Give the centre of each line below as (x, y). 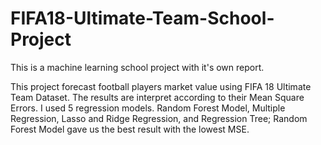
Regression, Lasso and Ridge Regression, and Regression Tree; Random (159, 118)
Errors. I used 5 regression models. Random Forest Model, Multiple (148, 108)
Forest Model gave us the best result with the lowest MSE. (130, 129)
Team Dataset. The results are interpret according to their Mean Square (157, 97)
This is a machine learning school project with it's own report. (137, 67)
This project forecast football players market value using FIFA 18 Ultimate (161, 86)
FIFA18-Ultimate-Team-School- (142, 18)
